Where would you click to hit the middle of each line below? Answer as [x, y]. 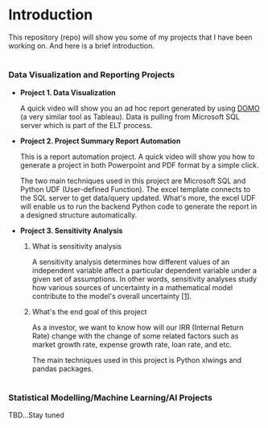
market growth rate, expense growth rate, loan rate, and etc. [132, 344]
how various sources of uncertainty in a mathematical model [132, 287]
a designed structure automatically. [78, 214]
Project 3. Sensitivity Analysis [71, 231]
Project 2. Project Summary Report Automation [100, 141]
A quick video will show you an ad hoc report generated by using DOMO [140, 108]
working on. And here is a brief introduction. [81, 45]
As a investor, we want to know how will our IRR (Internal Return [138, 327]
